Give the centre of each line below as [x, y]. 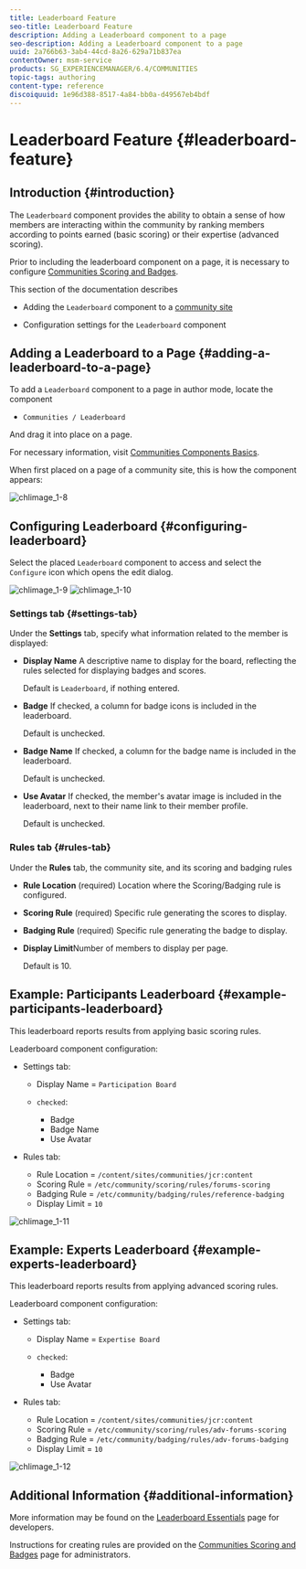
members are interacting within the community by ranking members [137, 224]
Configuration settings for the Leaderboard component [124, 325]
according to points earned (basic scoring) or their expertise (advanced [144, 234]
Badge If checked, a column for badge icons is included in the [140, 706]
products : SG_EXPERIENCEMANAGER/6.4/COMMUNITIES [104, 69]
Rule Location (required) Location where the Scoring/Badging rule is [152, 885]
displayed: [29, 643]
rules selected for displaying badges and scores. [115, 671]
